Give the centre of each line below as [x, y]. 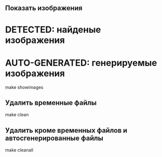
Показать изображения [44, 8]
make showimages [24, 87]
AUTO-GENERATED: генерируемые [81, 63]
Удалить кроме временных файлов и [66, 130]
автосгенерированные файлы [54, 138]
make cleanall [19, 150]
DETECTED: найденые [53, 30]
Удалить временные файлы [51, 103]
